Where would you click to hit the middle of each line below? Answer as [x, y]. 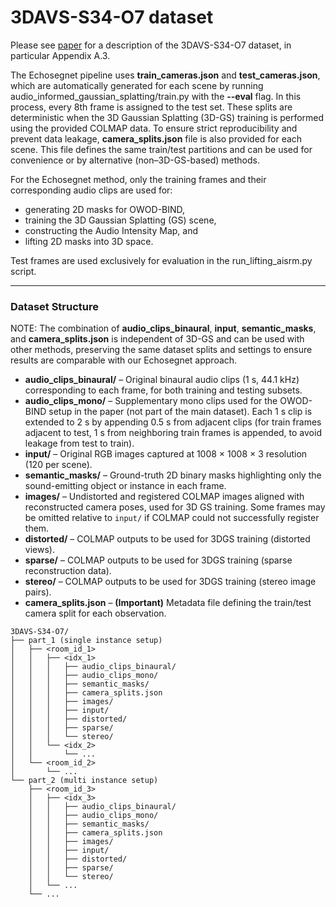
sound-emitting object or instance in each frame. [125, 486]
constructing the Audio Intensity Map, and [111, 230]
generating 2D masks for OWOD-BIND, [105, 209]
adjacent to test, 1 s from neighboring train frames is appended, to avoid [173, 433]
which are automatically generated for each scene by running [137, 85]
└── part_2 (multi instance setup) [84, 781]
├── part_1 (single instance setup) [86, 641]
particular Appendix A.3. [60, 55]
